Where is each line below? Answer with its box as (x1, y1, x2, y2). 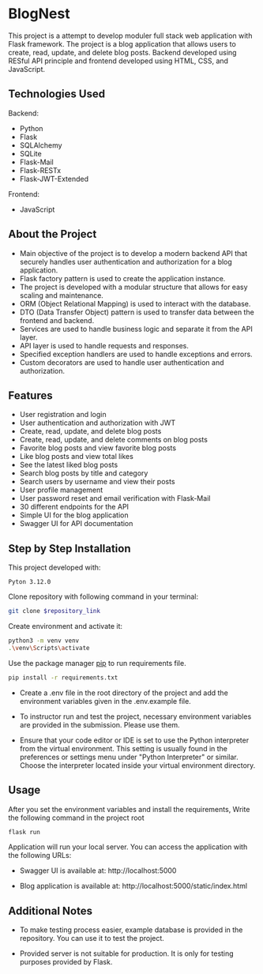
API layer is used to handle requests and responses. (19, 340, 190, 350)
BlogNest (8, 5, 70, 23)
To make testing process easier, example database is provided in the (19, 925, 243, 935)
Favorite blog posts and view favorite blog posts (19, 443, 176, 453)
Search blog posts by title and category (19, 468, 148, 478)
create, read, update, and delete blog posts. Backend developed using (8, 47, 237, 57)
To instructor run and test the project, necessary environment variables (19, 712, 252, 721)
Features (8, 389, 53, 402)
